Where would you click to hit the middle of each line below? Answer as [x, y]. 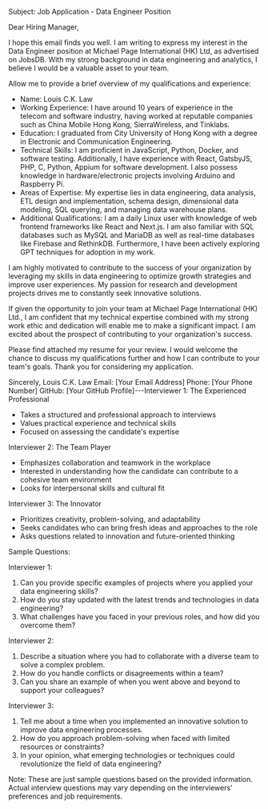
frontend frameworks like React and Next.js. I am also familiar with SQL [137, 226]
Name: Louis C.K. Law [56, 99]
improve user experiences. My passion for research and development [123, 284]
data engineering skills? [59, 591]
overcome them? [48, 625]
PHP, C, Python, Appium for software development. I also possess [129, 167]
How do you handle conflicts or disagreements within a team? [122, 673]
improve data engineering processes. [81, 730]
